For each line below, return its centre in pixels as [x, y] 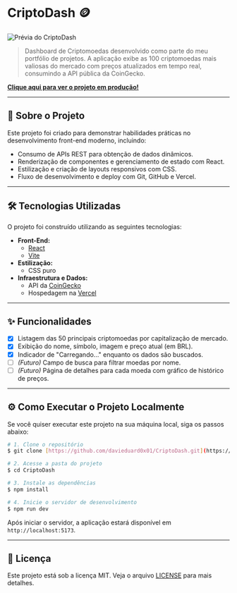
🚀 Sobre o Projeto [46, 116]
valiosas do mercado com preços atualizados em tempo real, [113, 66]
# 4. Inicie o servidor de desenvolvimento [72, 502]
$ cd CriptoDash [31, 470]
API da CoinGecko [54, 285]
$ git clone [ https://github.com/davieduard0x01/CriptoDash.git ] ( [107, 451]
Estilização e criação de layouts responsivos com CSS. [97, 169]
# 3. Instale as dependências [52, 483]
